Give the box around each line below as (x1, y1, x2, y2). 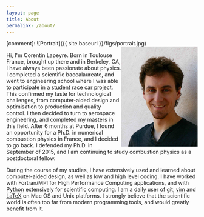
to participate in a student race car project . (6, 84, 114, 91)
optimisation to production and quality (6, 103, 101, 110)
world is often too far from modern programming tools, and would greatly (6, 199, 189, 206)
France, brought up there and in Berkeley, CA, (6, 58, 121, 65)
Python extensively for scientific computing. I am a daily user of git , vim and (6, 185, 196, 193)
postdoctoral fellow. (6, 155, 56, 162)
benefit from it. (6, 205, 44, 212)
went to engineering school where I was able (6, 78, 118, 85)
